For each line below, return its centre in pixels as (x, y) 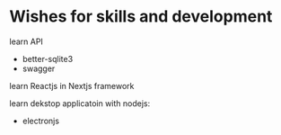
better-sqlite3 (48, 58)
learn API (26, 41)
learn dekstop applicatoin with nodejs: (80, 103)
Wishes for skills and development (141, 17)
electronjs (41, 121)
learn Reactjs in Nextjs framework (72, 85)
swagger (39, 68)
